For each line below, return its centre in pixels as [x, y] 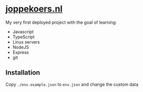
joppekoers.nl [34, 9]
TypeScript [24, 37]
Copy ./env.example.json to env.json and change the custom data [72, 84]
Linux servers [26, 42]
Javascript [23, 31]
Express [21, 52]
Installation [23, 73]
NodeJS [21, 47]
